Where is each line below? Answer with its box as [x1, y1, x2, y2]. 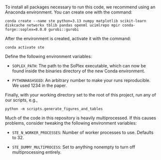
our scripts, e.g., [5, 97, 38, 103]
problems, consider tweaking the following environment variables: [5, 120, 137, 126]
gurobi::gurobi [48, 27, 79, 32]
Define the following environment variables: [5, 53, 92, 59]
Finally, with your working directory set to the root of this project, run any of [5, 92, 156, 97]
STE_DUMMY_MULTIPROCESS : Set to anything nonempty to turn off [12, 144, 135, 150]
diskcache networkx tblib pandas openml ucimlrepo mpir [5, 23, 120, 28]
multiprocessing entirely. [12, 149, 62, 155]
